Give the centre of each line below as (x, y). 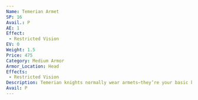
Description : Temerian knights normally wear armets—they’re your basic (97, 83)
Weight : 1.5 (21, 50)
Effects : (17, 72)
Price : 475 (19, 55)
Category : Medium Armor (35, 61)
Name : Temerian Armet (33, 11)
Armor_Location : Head (33, 66)
